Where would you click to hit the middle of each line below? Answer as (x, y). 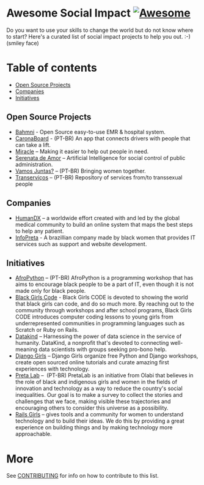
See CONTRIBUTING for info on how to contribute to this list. (82, 476)
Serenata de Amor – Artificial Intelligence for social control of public (100, 158)
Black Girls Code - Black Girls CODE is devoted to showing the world (101, 298)
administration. (34, 164)
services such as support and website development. (81, 244)
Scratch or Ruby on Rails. (47, 330)
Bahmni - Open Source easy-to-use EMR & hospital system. (90, 132)
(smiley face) (23, 43)
